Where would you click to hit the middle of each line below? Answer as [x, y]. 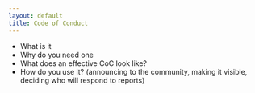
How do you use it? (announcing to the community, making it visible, [134, 71]
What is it [36, 46]
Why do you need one [57, 55]
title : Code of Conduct [48, 23]
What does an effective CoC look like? [84, 63]
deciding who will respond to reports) [82, 80]
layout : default [36, 16]
